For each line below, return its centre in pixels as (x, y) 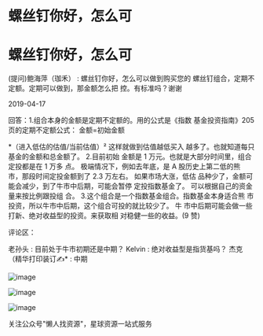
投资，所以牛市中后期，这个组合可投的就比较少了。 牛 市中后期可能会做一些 (130, 206)
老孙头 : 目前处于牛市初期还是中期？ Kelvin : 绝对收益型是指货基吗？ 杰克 (126, 249)
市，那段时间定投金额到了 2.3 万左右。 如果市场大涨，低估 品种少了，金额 (127, 176)
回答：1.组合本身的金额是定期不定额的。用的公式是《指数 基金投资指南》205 (131, 120)
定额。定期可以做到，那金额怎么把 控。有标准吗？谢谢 (95, 88)
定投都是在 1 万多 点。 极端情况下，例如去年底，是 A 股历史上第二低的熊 (124, 167)
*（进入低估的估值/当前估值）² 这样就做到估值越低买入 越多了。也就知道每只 (131, 147)
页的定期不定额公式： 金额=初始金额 (67, 130)
